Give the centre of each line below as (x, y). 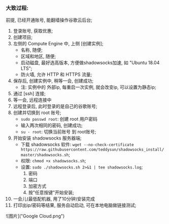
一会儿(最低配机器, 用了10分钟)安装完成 (54, 199)
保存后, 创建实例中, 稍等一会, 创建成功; (53, 81)
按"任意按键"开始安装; (51, 192)
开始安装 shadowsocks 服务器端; (47, 138)
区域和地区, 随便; (38, 57)
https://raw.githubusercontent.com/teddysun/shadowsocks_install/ (92, 150)
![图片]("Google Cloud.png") (35, 216)
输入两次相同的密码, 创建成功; (52, 125)
